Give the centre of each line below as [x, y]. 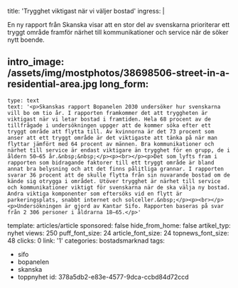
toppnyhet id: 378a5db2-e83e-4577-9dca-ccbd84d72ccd [103, 277]
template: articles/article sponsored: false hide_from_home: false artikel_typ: [119, 225]
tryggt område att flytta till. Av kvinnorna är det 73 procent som [111, 131]
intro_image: [36, 62]
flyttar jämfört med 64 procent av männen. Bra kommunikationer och [111, 144]
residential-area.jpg [53, 84]
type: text [23, 100]
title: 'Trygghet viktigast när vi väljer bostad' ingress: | [86, 11]
